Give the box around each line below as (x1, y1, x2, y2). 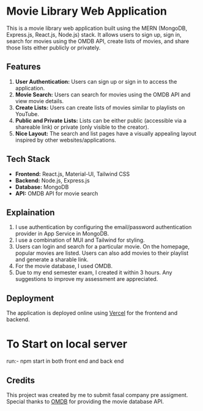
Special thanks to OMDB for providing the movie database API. (6, 398, 164, 405)
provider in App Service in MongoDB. (15, 230, 109, 238)
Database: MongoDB (15, 183, 69, 191)
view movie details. (15, 97, 64, 104)
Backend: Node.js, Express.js (15, 176, 90, 184)
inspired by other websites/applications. (15, 136, 116, 144)
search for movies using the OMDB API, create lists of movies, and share (6, 37, 190, 45)
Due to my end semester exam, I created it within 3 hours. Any (15, 269, 172, 276)
